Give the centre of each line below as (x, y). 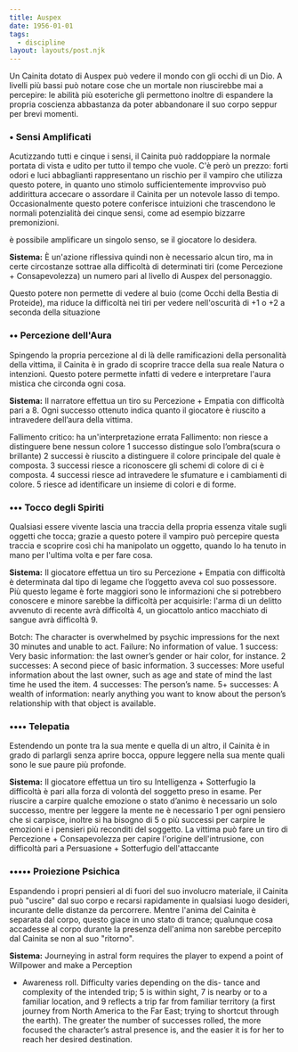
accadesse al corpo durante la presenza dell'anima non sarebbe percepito (145, 929)
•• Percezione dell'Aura (61, 335)
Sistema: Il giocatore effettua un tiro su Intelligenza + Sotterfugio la (133, 782)
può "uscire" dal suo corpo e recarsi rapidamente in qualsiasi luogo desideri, (149, 900)
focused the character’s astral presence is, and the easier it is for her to (153, 1030)
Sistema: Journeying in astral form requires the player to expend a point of (146, 956)
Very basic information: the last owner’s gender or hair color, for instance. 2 (148, 656)
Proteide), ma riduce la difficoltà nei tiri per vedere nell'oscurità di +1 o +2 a (147, 303)
